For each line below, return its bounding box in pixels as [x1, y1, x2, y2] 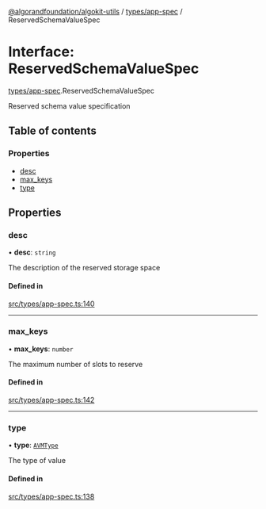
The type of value [8, 456, 66, 465]
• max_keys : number [8, 344, 74, 354]
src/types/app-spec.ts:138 [8, 492, 95, 501]
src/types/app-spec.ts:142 [8, 396, 95, 405]
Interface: [8, 43, 75, 61]
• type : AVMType [8, 440, 59, 450]
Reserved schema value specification [8, 101, 131, 110]
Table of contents [8, 124, 97, 138]
